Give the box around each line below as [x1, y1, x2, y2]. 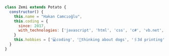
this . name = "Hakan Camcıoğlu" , [14, 14, 82, 19]
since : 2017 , [18, 23, 46, 28]
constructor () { [9, 9, 44, 14]
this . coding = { [14, 18, 49, 23]
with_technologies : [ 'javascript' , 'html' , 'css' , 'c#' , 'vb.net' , [18, 28, 164, 33]
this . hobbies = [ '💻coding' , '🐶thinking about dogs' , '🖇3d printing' [14, 37, 165, 42]
